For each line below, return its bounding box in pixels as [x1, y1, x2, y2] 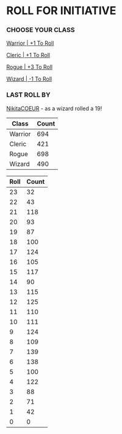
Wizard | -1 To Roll [6, 75, 52, 83]
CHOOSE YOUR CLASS [6, 26, 75, 34]
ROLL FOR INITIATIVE [6, 4, 117, 18]
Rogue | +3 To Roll [6, 63, 53, 71]
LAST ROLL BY [6, 90, 51, 99]
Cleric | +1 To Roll [6, 52, 51, 59]
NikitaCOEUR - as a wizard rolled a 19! [6, 105, 102, 112]
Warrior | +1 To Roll [6, 39, 54, 47]
